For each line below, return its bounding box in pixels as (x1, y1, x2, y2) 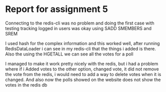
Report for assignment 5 (5, 3, 108, 15)
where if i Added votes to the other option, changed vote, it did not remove (5, 66, 159, 72)
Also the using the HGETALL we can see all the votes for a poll (5, 51, 133, 57)
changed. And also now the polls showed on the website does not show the (5, 76, 161, 82)
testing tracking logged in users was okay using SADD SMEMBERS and (5, 25, 151, 31)
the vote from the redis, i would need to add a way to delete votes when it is (5, 71, 161, 77)
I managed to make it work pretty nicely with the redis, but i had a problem (5, 60, 158, 66)
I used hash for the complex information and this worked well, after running (5, 40, 160, 46)
